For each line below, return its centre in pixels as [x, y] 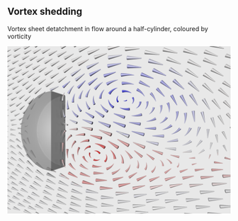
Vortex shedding [45, 12]
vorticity [19, 36]
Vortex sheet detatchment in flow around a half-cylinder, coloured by [108, 28]
